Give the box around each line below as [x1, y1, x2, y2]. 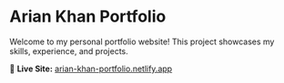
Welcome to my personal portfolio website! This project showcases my [9, 36, 275, 47]
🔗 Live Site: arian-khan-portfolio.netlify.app [9, 63, 173, 74]
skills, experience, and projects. [9, 45, 129, 56]
